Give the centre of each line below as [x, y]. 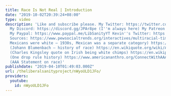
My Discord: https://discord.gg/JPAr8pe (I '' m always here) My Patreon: [89, 29]
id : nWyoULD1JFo [32, 85]
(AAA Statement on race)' [37, 62]
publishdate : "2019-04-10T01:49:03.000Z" [50, 67]
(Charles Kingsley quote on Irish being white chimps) [69, 52]
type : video [18, 19]
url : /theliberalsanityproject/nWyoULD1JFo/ [53, 72]
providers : [17, 76]
